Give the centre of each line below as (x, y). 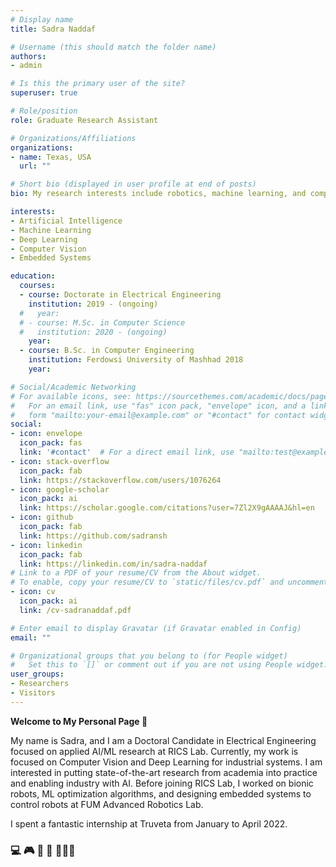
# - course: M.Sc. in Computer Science (102, 322)
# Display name (42, 19)
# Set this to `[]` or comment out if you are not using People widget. (169, 665)
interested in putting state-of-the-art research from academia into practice (164, 772)
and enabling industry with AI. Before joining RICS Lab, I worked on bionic (162, 783)
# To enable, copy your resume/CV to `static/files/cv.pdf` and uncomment (169, 582)
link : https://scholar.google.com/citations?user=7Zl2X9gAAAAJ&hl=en (167, 508)
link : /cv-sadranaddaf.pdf (75, 610)
